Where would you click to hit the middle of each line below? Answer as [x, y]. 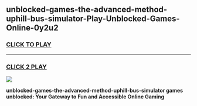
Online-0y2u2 [32, 28]
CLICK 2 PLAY [26, 67]
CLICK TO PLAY [29, 45]
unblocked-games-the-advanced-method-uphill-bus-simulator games [95, 90]
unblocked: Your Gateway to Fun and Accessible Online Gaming [85, 97]
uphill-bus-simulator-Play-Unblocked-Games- [93, 19]
